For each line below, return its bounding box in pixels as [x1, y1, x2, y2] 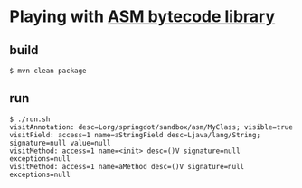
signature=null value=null [9, 138, 111, 147]
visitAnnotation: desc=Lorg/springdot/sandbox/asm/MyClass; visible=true [9, 122, 294, 132]
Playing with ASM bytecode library [9, 6, 276, 27]
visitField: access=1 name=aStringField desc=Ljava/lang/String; [9, 130, 260, 139]
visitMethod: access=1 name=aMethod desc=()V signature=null [9, 162, 245, 171]
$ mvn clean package [9, 66, 88, 75]
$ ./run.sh [9, 115, 51, 124]
